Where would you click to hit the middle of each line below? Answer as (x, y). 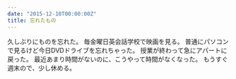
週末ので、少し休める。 (42, 68)
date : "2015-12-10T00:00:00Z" (52, 14)
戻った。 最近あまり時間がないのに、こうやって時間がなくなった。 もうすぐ (118, 59)
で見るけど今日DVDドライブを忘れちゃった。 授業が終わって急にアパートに (117, 50)
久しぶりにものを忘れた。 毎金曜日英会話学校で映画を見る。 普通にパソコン (118, 41)
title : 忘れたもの (32, 20)
